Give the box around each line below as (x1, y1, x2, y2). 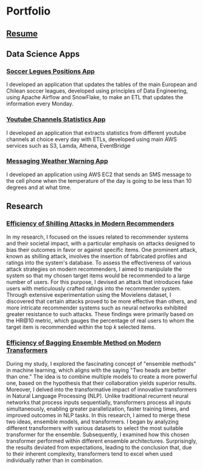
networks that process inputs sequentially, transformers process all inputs (6, 399, 191, 406)
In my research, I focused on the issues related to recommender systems (6, 233, 189, 240)
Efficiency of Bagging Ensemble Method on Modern (6, 339, 162, 347)
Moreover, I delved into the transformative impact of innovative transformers (6, 386, 197, 393)
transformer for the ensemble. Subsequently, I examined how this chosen (6, 431, 190, 438)
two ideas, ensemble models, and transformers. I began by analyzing (6, 418, 179, 425)
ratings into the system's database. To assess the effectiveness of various (6, 259, 192, 266)
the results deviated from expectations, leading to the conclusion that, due (6, 443, 192, 451)
